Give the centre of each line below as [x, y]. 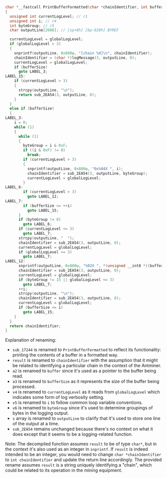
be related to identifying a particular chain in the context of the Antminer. [87, 366]
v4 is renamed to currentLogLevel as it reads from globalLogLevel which [86, 392]
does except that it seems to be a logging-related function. [72, 434]
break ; [34, 155]
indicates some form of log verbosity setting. [58, 397]
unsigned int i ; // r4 [33, 21]
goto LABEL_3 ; [33, 72]
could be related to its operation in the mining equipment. [64, 471]
